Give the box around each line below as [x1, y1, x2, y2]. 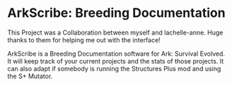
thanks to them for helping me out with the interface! [7, 35, 161, 44]
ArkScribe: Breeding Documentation [7, 5, 226, 21]
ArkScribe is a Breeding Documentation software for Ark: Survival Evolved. [7, 49, 225, 58]
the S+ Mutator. [7, 72, 53, 80]
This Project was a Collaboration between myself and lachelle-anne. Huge [7, 28, 224, 37]
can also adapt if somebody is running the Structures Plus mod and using [7, 64, 221, 73]
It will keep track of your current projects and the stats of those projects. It [7, 56, 224, 65]
